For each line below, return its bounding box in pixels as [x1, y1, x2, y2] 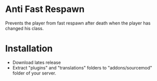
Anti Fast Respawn [5, 3, 85, 15]
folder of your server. [12, 70, 56, 76]
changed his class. [5, 25, 44, 31]
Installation [5, 43, 53, 54]
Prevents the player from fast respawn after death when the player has [5, 20, 151, 26]
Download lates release [12, 59, 61, 65]
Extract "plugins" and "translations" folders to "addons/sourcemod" [12, 64, 152, 70]
